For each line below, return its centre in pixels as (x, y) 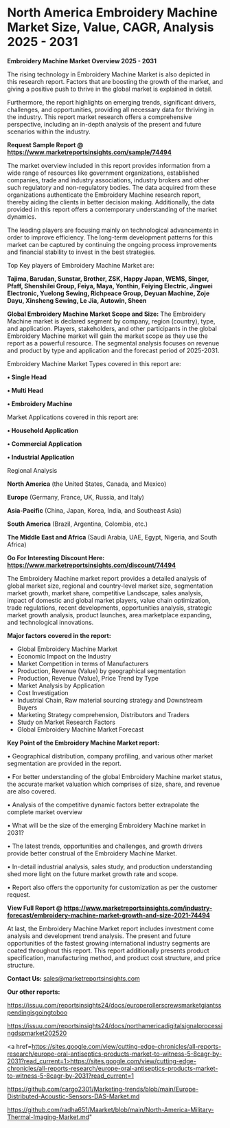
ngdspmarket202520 (37, 1033)
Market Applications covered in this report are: (73, 417)
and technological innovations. (50, 622)
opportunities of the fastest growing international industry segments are (109, 943)
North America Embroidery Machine (113, 13)
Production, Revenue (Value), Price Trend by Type (88, 678)
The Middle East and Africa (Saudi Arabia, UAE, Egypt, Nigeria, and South (112, 537)
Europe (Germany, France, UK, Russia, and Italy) (76, 497)
